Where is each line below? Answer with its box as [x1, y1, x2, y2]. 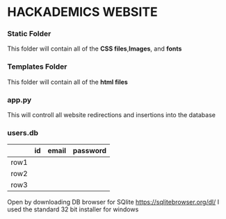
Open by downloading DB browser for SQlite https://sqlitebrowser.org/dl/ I [7, 198, 220, 207]
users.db [7, 128, 39, 137]
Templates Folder [7, 62, 67, 71]
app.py [7, 95, 32, 105]
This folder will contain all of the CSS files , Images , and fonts [7, 44, 182, 53]
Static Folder [7, 29, 51, 39]
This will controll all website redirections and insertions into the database [7, 111, 216, 119]
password [72, 146, 106, 156]
